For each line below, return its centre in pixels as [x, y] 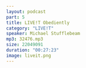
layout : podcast [26, 12]
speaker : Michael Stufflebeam [43, 34]
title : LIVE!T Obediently [38, 22]
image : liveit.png [29, 56]
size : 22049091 [25, 45]
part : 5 [16, 17]
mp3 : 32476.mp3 [25, 39]
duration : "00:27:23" [33, 50]
